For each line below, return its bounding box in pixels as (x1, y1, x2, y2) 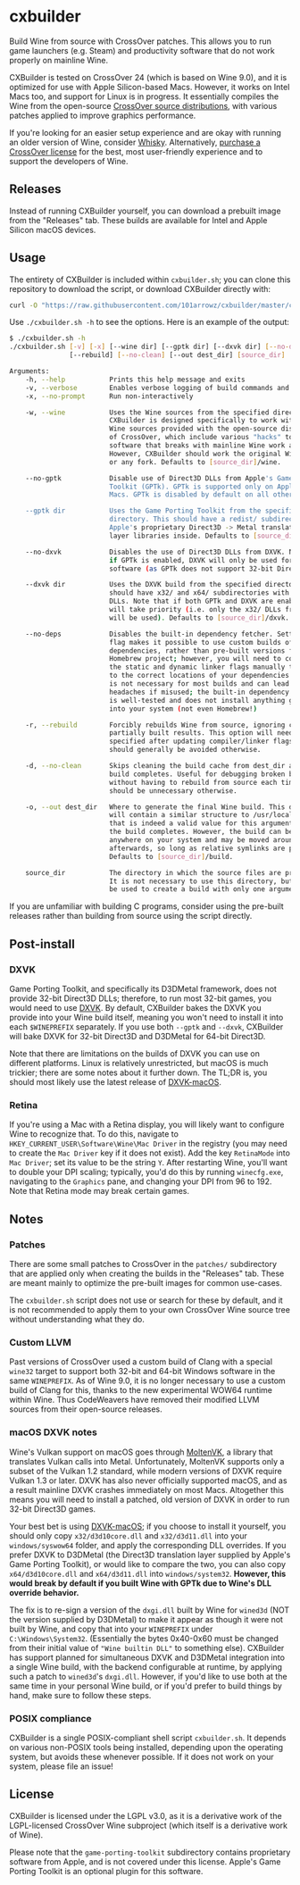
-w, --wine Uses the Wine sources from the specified (25, 408, 270, 417)
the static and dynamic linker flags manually (108, 663, 286, 671)
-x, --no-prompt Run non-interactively (25, 391, 194, 401)
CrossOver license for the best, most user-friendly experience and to (9, 146, 263, 157)
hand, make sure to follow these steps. (9, 1689, 152, 1700)
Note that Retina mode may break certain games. (9, 1186, 190, 1197)
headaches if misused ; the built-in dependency (108, 688, 290, 696)
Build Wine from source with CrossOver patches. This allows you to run (9, 36, 272, 46)
